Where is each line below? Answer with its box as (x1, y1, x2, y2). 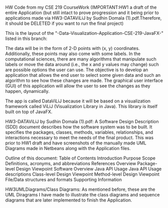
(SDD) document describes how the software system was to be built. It (5, 124, 152, 130)
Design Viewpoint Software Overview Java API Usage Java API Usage (16, 166, 162, 172)
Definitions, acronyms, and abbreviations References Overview (5, 161, 136, 166)
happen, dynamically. (5, 88, 50, 94)
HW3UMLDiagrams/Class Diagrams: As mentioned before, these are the (5, 186, 155, 192)
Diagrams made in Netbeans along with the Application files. (5, 145, 131, 151)
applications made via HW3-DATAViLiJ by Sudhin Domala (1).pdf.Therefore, (5, 15, 162, 21)
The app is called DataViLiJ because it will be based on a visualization (5, 98, 151, 104)
